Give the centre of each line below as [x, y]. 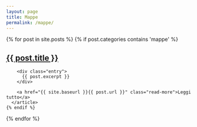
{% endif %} [21, 108]
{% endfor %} [23, 119]
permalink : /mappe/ [30, 22]
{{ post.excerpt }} [45, 77]
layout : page [22, 12]
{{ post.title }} [32, 58]
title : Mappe [22, 17]
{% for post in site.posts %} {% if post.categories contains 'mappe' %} [92, 40]
